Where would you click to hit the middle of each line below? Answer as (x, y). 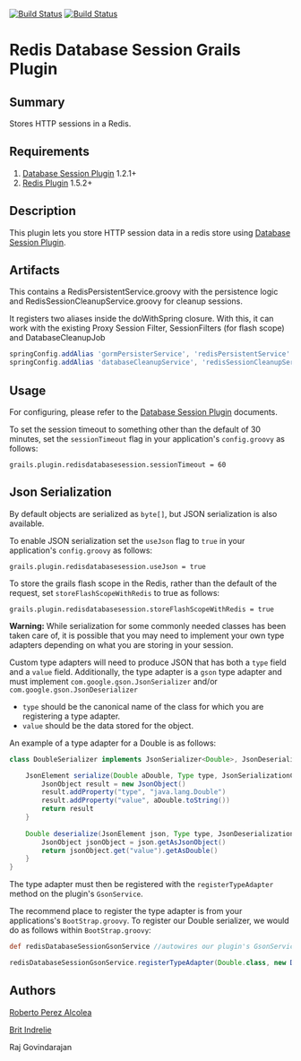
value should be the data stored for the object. (108, 725)
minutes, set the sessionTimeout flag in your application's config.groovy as (147, 439)
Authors (33, 991)
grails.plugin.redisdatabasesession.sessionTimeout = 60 (118, 465)
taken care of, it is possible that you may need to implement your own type (147, 635)
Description (43, 211)
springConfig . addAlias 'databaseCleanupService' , (104, 363)
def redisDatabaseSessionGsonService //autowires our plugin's (130, 947)
